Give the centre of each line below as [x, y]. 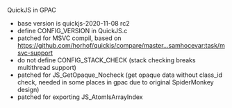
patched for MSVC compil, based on [69, 38]
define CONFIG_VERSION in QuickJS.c [72, 31]
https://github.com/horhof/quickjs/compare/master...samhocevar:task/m [121, 45]
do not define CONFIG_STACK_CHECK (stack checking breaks [106, 60]
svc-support [35, 53]
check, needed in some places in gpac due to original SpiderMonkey [115, 82]
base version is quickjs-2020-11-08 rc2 [73, 23]
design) [28, 90]
